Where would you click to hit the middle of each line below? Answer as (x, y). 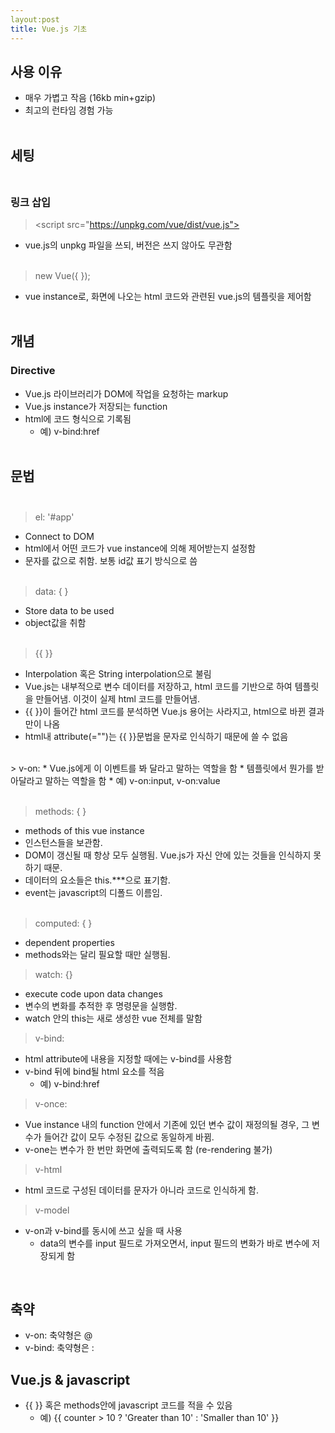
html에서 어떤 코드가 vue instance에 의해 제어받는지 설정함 (140, 548)
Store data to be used (69, 610)
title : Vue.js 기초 (49, 29)
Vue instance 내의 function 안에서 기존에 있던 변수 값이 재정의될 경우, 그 (167, 1124)
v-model (52, 1210)
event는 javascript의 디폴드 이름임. (93, 892)
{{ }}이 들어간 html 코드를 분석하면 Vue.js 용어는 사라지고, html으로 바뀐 (165, 711)
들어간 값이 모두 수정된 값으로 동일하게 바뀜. (129, 1137)
